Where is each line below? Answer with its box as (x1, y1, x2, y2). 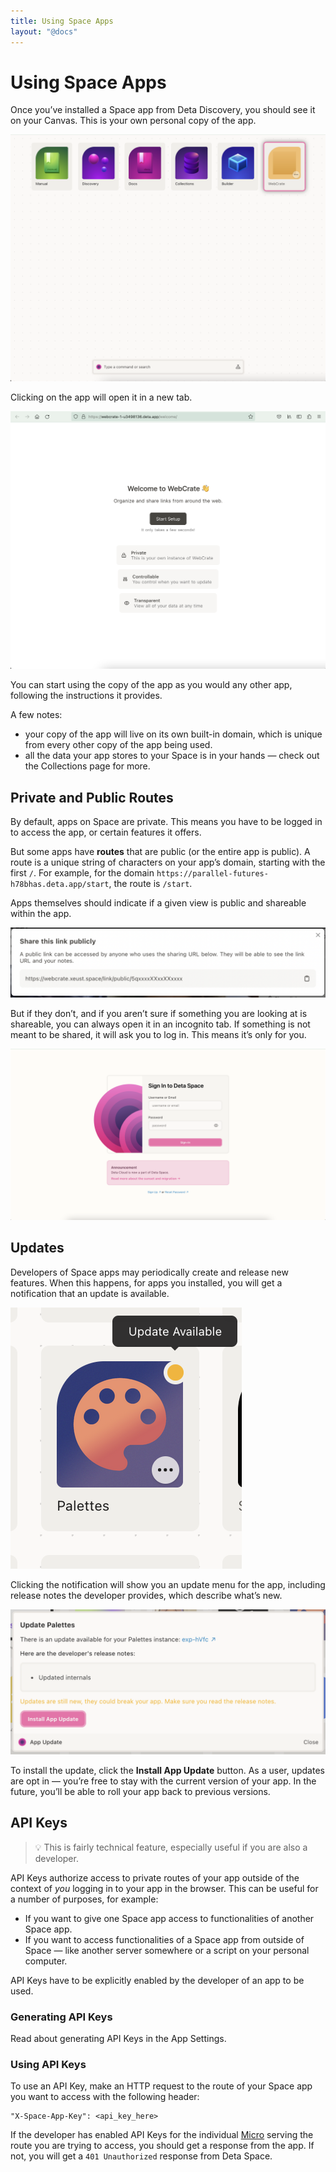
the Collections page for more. (24, 760, 151, 772)
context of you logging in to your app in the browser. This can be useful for (10, 1882, 319, 1894)
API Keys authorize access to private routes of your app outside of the (10, 1871, 300, 1884)
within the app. (10, 907, 72, 919)
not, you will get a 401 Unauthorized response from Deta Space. (10, 2150, 273, 2162)
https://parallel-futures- (156, 868, 269, 879)
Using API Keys (10, 2057, 87, 2071)
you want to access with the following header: (10, 2091, 200, 2103)
